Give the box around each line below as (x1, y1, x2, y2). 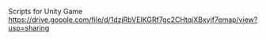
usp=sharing (8, 24, 50, 32)
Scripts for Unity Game (8, 7, 83, 16)
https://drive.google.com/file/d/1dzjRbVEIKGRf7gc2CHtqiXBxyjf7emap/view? (8, 15, 258, 24)
